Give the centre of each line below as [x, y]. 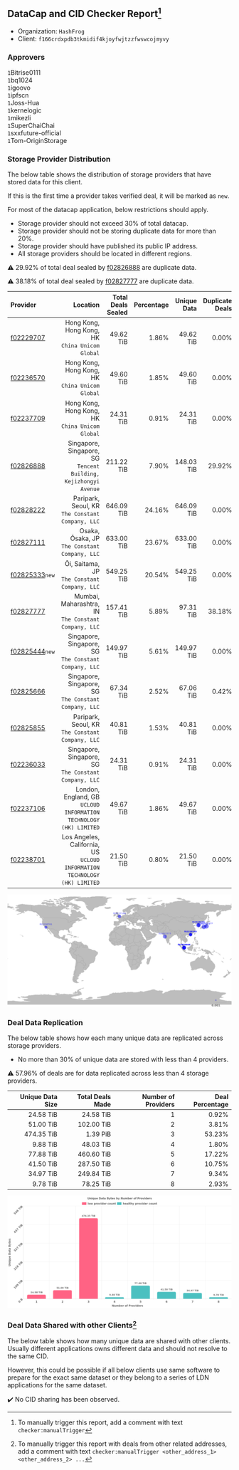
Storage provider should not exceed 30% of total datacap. [103, 224]
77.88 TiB [43, 1154]
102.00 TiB [95, 1125]
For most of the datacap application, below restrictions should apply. [108, 210]
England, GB [82, 797]
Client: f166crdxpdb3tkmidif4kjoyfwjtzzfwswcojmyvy [93, 38]
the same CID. [28, 1356]
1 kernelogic [25, 110]
